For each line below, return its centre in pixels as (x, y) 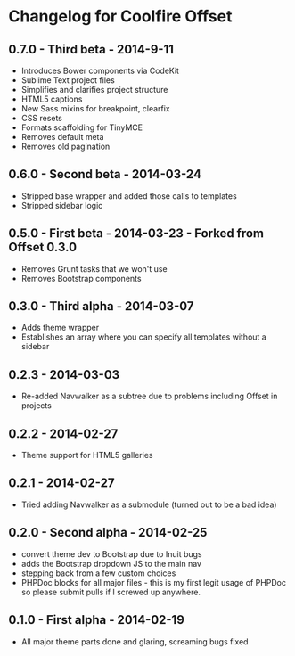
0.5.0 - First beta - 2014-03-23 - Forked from (136, 234)
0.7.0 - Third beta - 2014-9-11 (91, 49)
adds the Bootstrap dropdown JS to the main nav (111, 563)
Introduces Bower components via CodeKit (100, 70)
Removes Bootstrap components (81, 278)
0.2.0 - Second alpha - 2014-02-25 (108, 533)
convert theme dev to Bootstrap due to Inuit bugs (111, 553)
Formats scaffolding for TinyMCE (82, 127)
